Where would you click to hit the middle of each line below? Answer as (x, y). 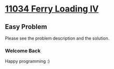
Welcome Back (23, 51)
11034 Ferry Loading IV (52, 9)
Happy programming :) (27, 61)
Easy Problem (26, 27)
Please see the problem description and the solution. (57, 38)
